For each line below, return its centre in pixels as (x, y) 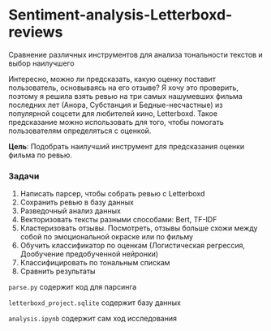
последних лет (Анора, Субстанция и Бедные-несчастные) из (116, 105)
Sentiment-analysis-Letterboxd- (120, 15)
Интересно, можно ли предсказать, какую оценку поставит (112, 79)
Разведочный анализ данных (71, 211)
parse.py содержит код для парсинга (73, 287)
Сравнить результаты (58, 271)
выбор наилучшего (41, 63)
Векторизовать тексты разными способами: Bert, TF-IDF (118, 220)
